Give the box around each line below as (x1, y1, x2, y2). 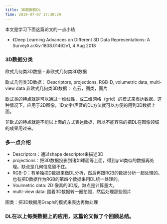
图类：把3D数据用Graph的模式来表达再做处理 (5, 199, 98, 205)
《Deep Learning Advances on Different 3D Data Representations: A (12, 36, 151, 42)
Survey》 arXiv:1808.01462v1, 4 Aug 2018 (12, 42, 96, 48)
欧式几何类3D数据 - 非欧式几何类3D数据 (5, 68, 87, 74)
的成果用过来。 (5, 125, 36, 131)
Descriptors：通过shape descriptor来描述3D (12, 151, 104, 157)
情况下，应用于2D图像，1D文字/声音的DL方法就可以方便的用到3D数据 (9, 102, 152, 108)
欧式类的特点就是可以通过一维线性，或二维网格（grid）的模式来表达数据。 (5, 96, 158, 102)
